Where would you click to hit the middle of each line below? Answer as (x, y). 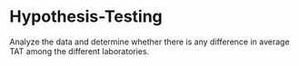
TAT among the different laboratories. (80, 51)
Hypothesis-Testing (86, 17)
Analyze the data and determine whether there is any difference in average (149, 42)
